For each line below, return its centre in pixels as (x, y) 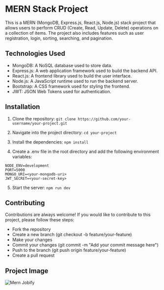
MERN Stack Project (47, 9)
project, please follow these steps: (40, 220)
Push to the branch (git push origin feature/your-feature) (69, 250)
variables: (22, 157)
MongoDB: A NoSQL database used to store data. (62, 65)
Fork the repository (32, 229)
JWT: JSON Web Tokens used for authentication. (62, 91)
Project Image (27, 271)
